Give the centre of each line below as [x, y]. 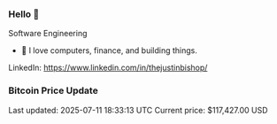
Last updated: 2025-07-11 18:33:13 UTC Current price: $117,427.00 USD [138, 110]
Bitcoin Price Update [53, 90]
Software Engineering [48, 34]
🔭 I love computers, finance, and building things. [109, 50]
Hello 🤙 [24, 14]
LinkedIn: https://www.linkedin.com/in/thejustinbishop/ [108, 68]
